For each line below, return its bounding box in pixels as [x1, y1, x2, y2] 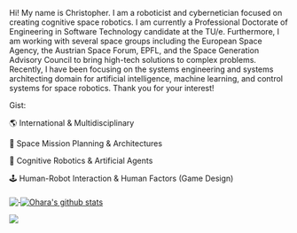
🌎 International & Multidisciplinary [9, 118, 135, 128]
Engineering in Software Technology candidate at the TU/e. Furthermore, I [9, 27, 280, 36]
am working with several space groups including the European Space [9, 35, 263, 46]
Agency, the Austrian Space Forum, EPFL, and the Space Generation [9, 45, 260, 56]
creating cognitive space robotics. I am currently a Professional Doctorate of [9, 17, 288, 27]
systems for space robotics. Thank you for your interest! [9, 83, 215, 93]
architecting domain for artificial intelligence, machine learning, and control [9, 74, 284, 83]
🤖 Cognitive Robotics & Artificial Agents [9, 155, 153, 166]
